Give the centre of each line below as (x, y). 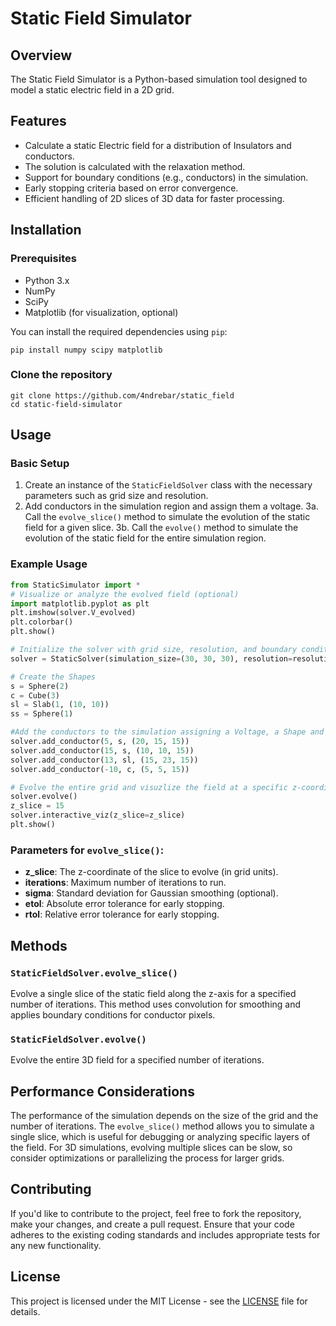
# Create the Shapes (53, 677)
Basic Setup (40, 464)
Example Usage (49, 564)
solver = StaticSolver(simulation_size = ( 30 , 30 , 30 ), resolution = (151, 658)
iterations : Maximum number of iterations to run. (125, 883)
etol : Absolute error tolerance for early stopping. (124, 904)
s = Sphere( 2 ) (40, 686)
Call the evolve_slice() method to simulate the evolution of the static (167, 517)
